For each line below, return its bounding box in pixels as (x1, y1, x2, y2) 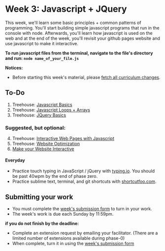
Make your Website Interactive (12, 146, 74, 152)
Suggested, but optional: (5, 124, 66, 131)
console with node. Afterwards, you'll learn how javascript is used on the (5, 30, 153, 36)
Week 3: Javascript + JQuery (5, 3, 127, 15)
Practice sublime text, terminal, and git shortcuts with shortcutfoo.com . (12, 178, 157, 185)
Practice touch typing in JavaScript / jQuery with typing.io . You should (12, 168, 155, 174)
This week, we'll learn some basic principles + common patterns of (5, 20, 141, 26)
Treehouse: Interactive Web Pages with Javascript (12, 136, 115, 141)
